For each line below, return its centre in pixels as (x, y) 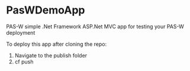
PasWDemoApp (46, 10)
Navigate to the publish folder (51, 55)
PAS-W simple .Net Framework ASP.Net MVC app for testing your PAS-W (95, 26)
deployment (21, 32)
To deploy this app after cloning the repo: (57, 44)
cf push (24, 62)
